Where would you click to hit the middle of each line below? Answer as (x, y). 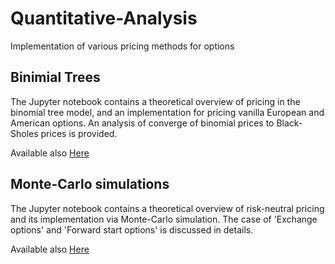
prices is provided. (79, 133)
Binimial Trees (55, 77)
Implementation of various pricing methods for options (122, 46)
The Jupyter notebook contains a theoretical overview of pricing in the (155, 101)
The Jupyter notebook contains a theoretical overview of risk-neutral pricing (167, 208)
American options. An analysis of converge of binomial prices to (142, 123)
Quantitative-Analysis (104, 18)
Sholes (24, 133)
